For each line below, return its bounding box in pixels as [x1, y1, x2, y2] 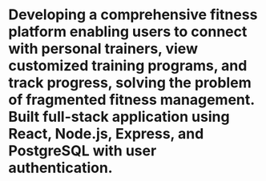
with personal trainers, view [8, 40, 199, 58]
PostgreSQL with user [8, 142, 157, 160]
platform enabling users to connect [8, 22, 248, 41]
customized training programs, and [8, 57, 248, 75]
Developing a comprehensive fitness [8, 6, 258, 24]
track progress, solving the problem [8, 74, 252, 92]
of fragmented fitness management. [8, 90, 255, 109]
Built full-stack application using [8, 108, 230, 126]
